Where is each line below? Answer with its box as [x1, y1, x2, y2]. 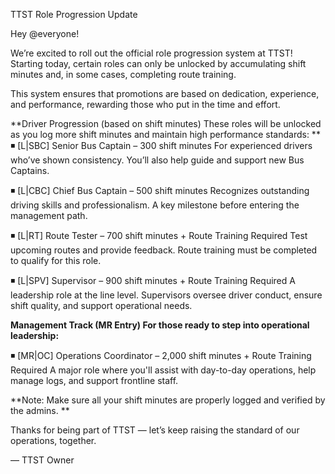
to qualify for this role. [10, 255, 102, 266]
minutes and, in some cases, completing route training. [10, 69, 237, 80]
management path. [10, 210, 88, 221]
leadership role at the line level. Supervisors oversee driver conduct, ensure [10, 289, 323, 301]
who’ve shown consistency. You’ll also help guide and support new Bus [10, 154, 305, 166]
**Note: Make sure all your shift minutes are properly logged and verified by [10, 394, 326, 406]
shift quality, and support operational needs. [10, 300, 193, 311]
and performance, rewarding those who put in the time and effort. [10, 99, 281, 110]
